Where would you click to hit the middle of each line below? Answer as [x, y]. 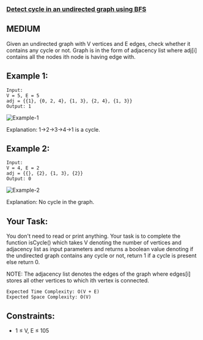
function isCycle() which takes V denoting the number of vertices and [94, 243]
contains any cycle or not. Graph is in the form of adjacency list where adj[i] [102, 50]
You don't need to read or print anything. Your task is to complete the [94, 236]
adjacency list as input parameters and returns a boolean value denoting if [100, 249]
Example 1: [27, 76]
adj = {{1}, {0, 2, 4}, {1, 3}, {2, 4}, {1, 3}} [69, 101]
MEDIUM [24, 29]
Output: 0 [19, 179]
